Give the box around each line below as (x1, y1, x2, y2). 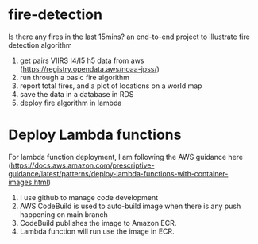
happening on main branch (19, 209, 109, 219)
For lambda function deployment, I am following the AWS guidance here (8, 152, 244, 161)
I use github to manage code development (19, 192, 159, 202)
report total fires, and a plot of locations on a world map (19, 81, 202, 91)
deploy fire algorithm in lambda (19, 98, 122, 107)
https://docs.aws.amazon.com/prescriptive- (10, 161, 155, 170)
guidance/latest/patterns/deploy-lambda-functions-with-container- (8, 168, 229, 178)
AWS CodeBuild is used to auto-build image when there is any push (19, 201, 241, 211)
